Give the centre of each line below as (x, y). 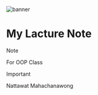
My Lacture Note (49, 34)
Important (18, 74)
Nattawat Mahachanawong (40, 85)
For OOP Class (24, 62)
